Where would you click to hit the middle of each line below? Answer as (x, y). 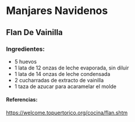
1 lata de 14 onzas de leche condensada (62, 74)
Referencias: (22, 100)
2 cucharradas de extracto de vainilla (59, 80)
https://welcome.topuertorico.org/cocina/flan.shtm (67, 113)
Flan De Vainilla (34, 32)
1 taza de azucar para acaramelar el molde (65, 86)
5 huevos (25, 61)
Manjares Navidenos (57, 11)
